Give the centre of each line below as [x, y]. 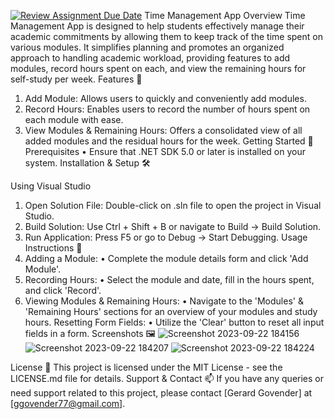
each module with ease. [74, 119]
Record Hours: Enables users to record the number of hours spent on [167, 109]
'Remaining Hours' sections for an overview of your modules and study [171, 311]
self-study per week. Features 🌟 [76, 79]
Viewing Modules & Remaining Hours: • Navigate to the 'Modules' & [164, 301]
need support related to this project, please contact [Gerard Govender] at [161, 393]
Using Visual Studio [51, 186]
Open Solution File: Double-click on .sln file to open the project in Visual [173, 205]
